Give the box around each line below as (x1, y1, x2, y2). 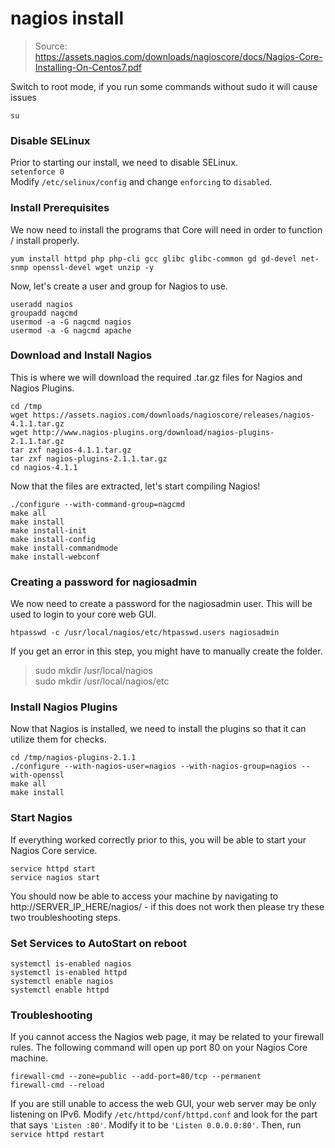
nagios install (10, 7, 124, 30)
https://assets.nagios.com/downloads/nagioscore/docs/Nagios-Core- (34, 50, 323, 62)
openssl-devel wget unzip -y (32, 262, 155, 272)
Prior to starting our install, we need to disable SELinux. (10, 157, 238, 169)
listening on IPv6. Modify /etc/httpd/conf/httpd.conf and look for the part (10, 1108, 318, 1121)
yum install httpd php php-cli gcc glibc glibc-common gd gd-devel (10, 253, 298, 264)
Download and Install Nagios (10, 348, 153, 362)
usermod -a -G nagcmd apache (10, 325, 132, 336)
